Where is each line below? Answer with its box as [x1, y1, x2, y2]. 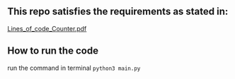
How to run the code [7, 45, 99, 57]
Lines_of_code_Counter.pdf [7, 24, 87, 32]
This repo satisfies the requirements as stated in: [7, 6, 229, 18]
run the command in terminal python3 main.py [7, 63, 141, 72]
